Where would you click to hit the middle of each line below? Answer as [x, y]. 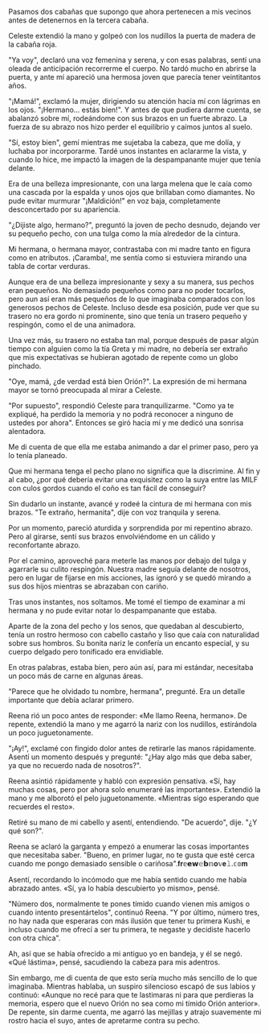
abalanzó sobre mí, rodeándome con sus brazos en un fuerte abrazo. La [128, 118]
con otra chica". [35, 938]
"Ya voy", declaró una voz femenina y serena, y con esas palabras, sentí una [134, 60]
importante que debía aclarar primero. [71, 700]
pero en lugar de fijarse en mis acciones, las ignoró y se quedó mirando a [130, 578]
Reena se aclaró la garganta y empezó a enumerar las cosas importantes [129, 846]
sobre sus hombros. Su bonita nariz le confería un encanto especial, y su [129, 643]
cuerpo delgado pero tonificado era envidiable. [86, 652]
